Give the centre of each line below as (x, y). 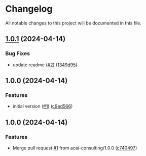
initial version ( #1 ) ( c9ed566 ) (43, 106)
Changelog (29, 9)
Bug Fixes (18, 54)
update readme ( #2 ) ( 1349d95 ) (45, 65)
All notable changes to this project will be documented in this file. (74, 23)
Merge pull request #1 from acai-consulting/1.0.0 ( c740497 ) (75, 148)
